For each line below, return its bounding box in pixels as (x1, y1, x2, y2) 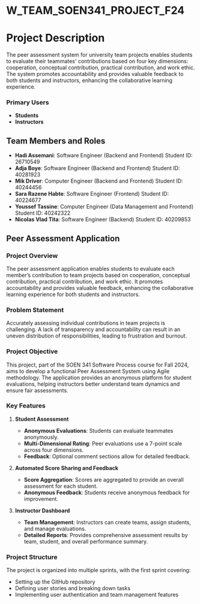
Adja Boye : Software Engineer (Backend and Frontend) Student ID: (14, 165, 180, 172)
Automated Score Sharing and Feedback (14, 464, 119, 471)
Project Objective (6, 347, 58, 356)
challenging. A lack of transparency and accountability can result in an (6, 326, 181, 333)
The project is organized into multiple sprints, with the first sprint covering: (6, 567, 191, 574)
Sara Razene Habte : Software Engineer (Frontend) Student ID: (14, 190, 169, 198)
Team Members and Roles (6, 136, 106, 146)
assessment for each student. (23, 482, 98, 489)
